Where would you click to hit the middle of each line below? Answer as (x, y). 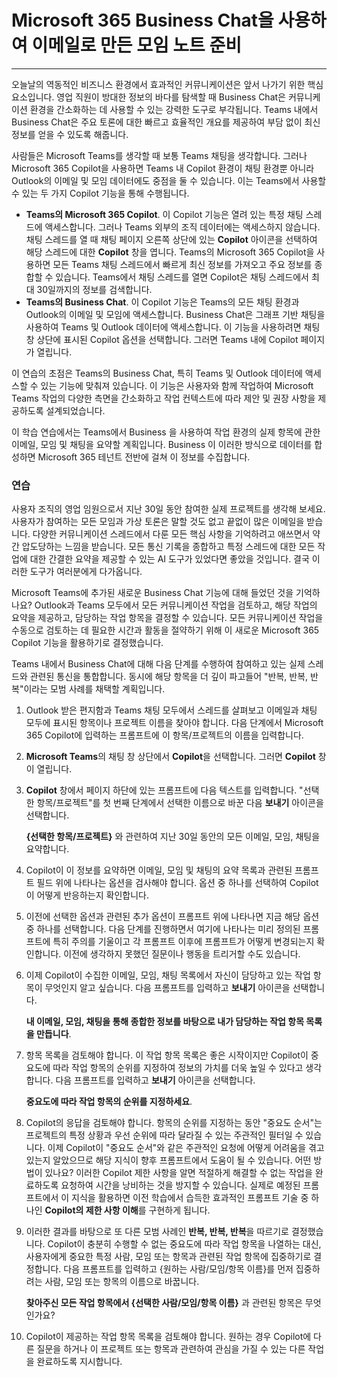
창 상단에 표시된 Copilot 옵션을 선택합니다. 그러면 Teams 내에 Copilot (162, 339)
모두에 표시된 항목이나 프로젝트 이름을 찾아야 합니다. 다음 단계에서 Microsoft (174, 723)
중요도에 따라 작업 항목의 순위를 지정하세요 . (109, 1102)
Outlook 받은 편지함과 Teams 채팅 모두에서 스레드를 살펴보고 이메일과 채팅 (171, 710)
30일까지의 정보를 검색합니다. (94, 289)
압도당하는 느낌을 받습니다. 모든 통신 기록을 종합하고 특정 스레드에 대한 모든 (168, 547)
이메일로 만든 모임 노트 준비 (137, 45)
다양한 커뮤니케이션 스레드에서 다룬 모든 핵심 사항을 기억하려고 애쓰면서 (171, 534)
